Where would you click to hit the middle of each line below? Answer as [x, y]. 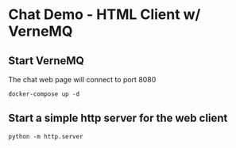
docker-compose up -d [44, 94]
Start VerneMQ [46, 61]
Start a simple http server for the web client [118, 118]
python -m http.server [46, 136]
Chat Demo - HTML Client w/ [104, 15]
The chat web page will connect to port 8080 [82, 80]
